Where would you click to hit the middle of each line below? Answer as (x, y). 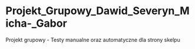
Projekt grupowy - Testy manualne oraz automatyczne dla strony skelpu (93, 40)
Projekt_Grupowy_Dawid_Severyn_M (97, 11)
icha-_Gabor (36, 23)
